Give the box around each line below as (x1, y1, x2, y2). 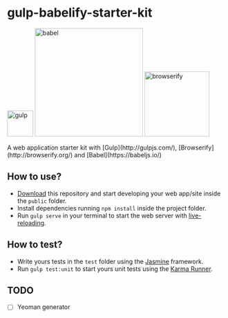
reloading (17, 218, 45, 227)
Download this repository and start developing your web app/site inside (17, 189, 221, 197)
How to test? (7, 239, 63, 251)
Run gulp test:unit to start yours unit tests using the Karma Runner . (17, 265, 213, 273)
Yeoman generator (17, 303, 70, 311)
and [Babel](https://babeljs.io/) (74, 150, 162, 159)
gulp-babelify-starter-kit (7, 5, 153, 21)
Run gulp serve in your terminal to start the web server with (17, 211, 188, 220)
